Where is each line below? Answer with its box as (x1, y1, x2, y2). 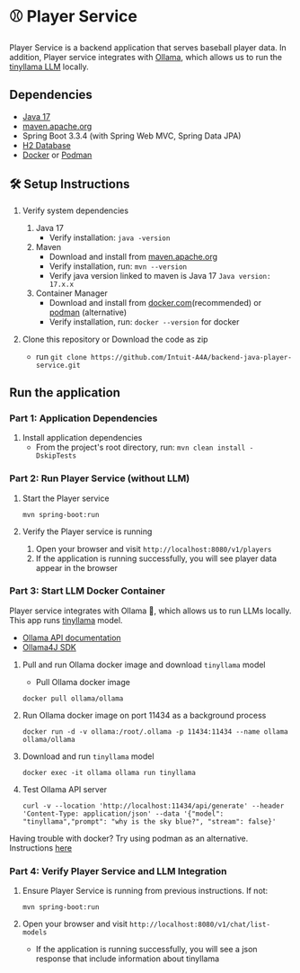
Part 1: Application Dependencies (9, 412, 158, 424)
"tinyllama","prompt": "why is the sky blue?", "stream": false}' (22, 817, 277, 826)
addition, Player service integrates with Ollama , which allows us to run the (9, 51, 283, 62)
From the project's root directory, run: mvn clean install (35, 442, 246, 453)
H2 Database (22, 139, 72, 150)
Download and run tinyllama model (22, 751, 154, 762)
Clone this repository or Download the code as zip (22, 334, 208, 344)
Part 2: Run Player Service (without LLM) (9, 472, 190, 485)
